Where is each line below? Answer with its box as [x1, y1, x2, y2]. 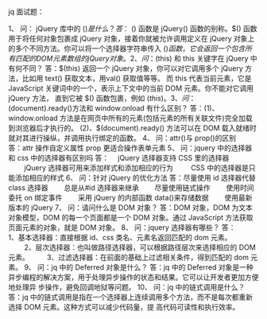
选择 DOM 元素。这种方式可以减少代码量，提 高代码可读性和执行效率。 [8, 302, 240, 312]
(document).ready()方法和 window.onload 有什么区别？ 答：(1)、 [8, 103, 219, 113]
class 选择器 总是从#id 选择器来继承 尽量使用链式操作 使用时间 [8, 183, 254, 193]
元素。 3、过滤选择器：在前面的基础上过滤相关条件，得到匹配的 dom [8, 253, 249, 262]
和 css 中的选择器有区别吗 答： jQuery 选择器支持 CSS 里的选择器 [8, 154, 230, 162]
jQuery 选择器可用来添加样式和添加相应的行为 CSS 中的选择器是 [23, 163, 249, 173]
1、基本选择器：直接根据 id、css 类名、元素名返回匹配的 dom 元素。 [8, 233, 232, 242]
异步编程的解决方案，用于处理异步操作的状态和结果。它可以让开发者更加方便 [8, 273, 259, 282]
